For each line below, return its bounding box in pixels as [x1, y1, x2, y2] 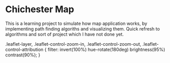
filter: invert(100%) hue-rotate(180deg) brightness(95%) [47, 46, 165, 52]
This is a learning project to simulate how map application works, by [5, 20, 148, 26]
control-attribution [5, 46, 44, 52]
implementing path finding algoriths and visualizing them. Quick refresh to [5, 25, 160, 31]
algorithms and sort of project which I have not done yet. [5, 31, 124, 37]
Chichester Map [5, 4, 75, 15]
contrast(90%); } [5, 52, 41, 58]
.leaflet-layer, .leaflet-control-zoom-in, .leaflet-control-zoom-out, [5, 41, 142, 47]
